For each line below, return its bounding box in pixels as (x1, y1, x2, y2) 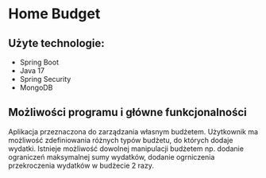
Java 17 (19, 66, 45, 75)
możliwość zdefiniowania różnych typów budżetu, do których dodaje (8, 135, 233, 145)
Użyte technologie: (8, 37, 105, 50)
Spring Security (19, 75, 71, 83)
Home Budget (8, 5, 101, 23)
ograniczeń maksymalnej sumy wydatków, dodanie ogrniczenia (8, 152, 215, 161)
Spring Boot (19, 57, 60, 67)
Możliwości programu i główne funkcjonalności (8, 106, 248, 119)
